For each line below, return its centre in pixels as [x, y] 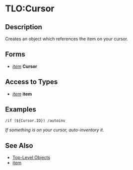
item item [22, 94]
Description [24, 27]
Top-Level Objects [31, 158]
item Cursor [25, 66]
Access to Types [32, 82]
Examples [21, 110]
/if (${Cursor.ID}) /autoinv [35, 121]
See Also [19, 145]
